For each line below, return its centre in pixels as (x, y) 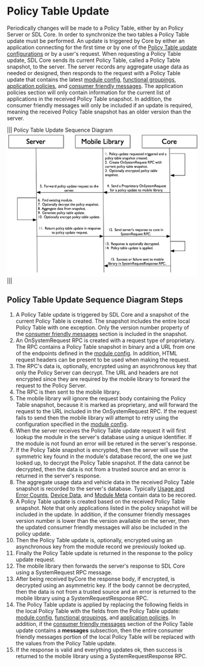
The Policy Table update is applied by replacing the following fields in (102, 604)
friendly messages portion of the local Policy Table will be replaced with (105, 637)
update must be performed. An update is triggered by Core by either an (96, 41)
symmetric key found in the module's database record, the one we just (104, 456)
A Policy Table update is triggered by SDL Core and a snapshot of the (102, 314)
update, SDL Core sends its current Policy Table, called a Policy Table (94, 60)
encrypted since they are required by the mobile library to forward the (103, 379)
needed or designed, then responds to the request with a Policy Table (94, 73)
